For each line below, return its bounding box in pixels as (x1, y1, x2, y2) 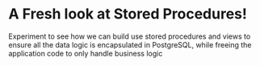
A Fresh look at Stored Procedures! (8, 5, 248, 23)
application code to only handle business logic (8, 48, 163, 58)
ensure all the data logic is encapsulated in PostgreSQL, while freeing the (8, 39, 252, 49)
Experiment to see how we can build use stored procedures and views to (8, 31, 251, 41)
